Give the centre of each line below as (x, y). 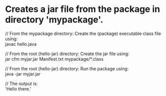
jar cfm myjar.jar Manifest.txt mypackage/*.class (55, 59)
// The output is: (22, 84)
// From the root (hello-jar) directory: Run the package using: (67, 69)
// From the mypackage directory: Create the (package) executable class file (83, 33)
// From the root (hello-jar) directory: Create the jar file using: (67, 54)
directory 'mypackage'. (54, 20)
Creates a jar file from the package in (83, 9)
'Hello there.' (18, 89)
